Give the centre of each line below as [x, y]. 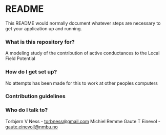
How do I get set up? [31, 72]
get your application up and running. [44, 28]
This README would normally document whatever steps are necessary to [83, 23]
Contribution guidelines [35, 97]
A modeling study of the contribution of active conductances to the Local [82, 53]
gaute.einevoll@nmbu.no [32, 127]
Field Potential [20, 59]
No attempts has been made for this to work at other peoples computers [81, 83]
